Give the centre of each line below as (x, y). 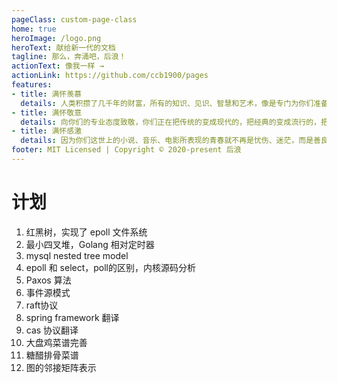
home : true (34, 29)
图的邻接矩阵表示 (61, 367)
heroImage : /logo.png (56, 38)
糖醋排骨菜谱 (52, 355)
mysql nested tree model (77, 255)
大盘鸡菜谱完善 (56, 342)
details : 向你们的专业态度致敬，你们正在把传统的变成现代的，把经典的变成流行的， (170, 122)
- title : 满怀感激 (47, 131)
